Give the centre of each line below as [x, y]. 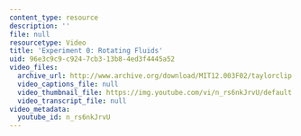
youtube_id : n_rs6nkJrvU [64, 117]
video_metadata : [40, 109]
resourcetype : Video [48, 42]
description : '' [40, 26]
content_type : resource [54, 17]
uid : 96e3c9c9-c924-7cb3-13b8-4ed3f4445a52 [92, 59]
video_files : [34, 68]
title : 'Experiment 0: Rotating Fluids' [87, 51]
